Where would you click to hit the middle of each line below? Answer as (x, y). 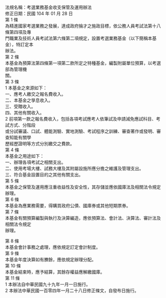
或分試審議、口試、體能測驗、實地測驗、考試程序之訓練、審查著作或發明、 (81, 131)
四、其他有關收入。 (25, 113)
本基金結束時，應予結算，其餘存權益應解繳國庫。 (55, 272)
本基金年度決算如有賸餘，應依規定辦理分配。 (51, 260)
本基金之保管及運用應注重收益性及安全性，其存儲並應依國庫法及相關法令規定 (83, 187)
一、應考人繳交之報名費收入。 (35, 94)
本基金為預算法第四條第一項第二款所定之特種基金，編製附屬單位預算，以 (79, 63)
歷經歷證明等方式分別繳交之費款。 (40, 144)
